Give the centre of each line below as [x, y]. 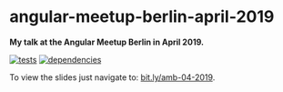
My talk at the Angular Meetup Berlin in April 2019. [107, 42]
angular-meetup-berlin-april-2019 [142, 17]
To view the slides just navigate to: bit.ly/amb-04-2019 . [112, 77]
